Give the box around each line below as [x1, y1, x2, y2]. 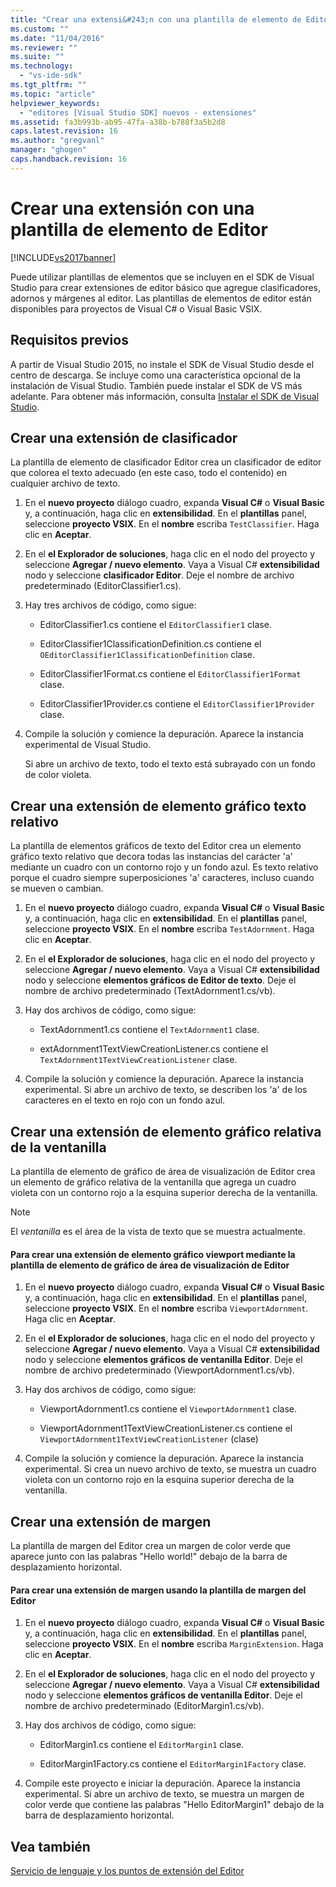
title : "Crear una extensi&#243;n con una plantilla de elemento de [10, 14, 302, 25]
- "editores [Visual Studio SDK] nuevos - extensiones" [19, 107, 257, 118]
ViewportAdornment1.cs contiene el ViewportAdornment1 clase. [39, 1403, 298, 1415]
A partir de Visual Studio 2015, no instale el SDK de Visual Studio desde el [10, 358, 315, 370]
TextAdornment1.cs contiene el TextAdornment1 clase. [39, 1024, 260, 1036]
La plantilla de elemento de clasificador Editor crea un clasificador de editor [10, 456, 322, 468]
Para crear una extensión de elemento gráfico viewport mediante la [10, 1248, 296, 1260]
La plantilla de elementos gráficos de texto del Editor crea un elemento [10, 840, 302, 852]
